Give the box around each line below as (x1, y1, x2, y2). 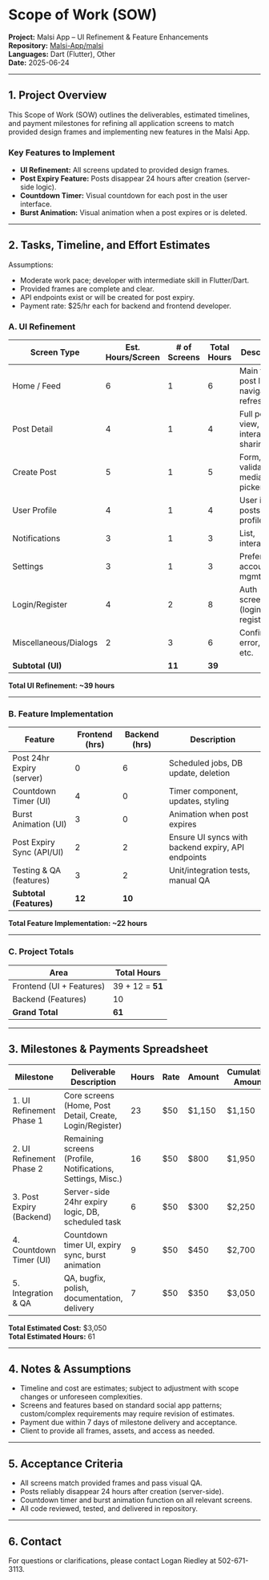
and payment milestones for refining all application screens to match (8, 118, 235, 128)
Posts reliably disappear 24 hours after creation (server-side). (19, 1487, 224, 1497)
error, (239, 637, 261, 648)
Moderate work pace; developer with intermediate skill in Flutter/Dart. (19, 275, 250, 285)
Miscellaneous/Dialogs (12, 637, 98, 648)
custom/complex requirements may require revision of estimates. (19, 1409, 235, 1419)
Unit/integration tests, (169, 865, 251, 876)
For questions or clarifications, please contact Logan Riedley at (8, 1556, 216, 1566)
